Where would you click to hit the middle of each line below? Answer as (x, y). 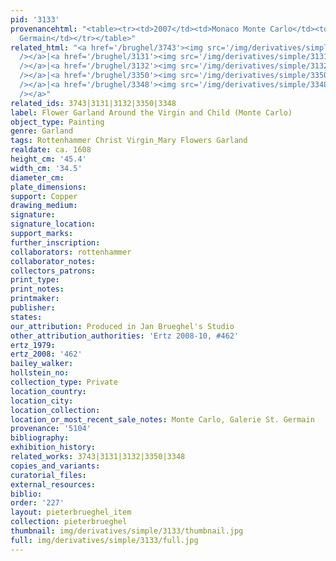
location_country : (48, 391)
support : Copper (44, 196)
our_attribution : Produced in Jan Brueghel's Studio (122, 326)
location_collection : (55, 410)
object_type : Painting (57, 122)
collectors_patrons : (53, 271)
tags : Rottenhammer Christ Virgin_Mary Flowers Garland (129, 141)
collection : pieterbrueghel (69, 522)
